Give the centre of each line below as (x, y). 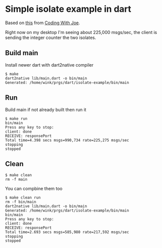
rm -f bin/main (21, 202)
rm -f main (16, 179)
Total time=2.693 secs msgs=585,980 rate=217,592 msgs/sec (67, 232)
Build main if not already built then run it (46, 109)
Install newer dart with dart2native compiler (49, 65)
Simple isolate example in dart (68, 9)
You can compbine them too (34, 189)
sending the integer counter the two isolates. (51, 37)
